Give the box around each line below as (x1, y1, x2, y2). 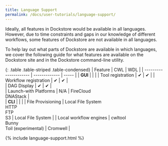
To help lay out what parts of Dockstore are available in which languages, (5, 46, 157, 52)
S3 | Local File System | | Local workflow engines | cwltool (5, 114, 126, 120)
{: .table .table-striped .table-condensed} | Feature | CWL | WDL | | (5, 66, 143, 73)
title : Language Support (5, 7, 57, 13)
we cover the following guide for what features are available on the (5, 51, 144, 58)
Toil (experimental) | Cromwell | (5, 125, 70, 131)
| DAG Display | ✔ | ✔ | (5, 82, 52, 88)
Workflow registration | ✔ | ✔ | (5, 77, 68, 83)
